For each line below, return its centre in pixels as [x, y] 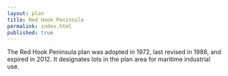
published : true [30, 33]
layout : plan [26, 13]
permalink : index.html [39, 26]
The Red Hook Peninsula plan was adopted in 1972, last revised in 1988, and [114, 52]
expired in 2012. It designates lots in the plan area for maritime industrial [109, 60]
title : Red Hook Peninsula [46, 20]
